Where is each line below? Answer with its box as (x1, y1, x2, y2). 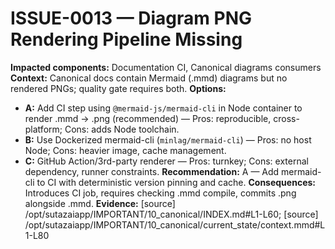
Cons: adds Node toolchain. (64, 123, 180, 135)
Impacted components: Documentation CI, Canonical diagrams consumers (10, 61, 322, 73)
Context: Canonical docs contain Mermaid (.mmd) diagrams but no (10, 72, 288, 84)
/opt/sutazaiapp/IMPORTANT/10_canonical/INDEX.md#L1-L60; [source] (24, 208, 319, 220)
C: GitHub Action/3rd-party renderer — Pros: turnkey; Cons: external (24, 155, 309, 167)
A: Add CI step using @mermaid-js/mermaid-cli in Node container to (24, 102, 303, 114)
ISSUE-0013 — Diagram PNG (10, 7, 253, 30)
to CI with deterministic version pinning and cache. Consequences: (36, 176, 316, 188)
